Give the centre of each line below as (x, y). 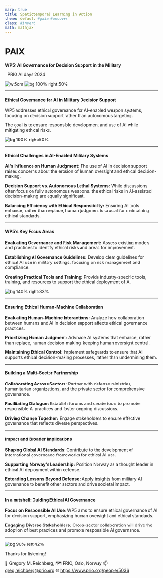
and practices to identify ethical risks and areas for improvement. (70, 247)
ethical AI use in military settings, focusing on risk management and (73, 262)
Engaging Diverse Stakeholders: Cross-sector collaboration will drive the (79, 525)
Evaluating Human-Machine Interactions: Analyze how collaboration (74, 318)
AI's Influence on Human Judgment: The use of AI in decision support (76, 166)
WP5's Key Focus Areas (30, 232)
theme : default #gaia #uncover (37, 18)
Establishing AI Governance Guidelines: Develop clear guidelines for (74, 257)
